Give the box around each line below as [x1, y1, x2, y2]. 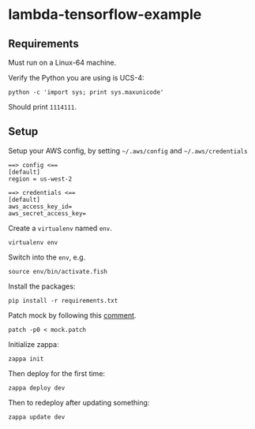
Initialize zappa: [8, 339, 59, 349]
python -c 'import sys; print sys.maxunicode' [8, 88, 164, 96]
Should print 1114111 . [8, 103, 77, 111]
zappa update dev [8, 412, 66, 421]
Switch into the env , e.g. [8, 252, 86, 262]
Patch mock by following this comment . [8, 310, 137, 320]
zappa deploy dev [8, 384, 66, 392]
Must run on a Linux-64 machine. [8, 58, 117, 67]
